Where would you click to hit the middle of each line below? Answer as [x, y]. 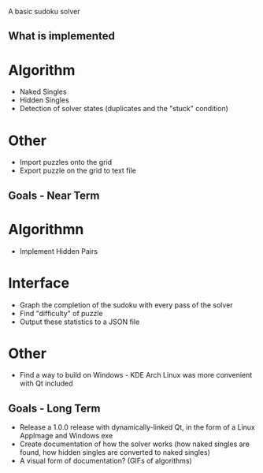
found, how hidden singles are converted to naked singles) [115, 453]
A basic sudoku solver [44, 11]
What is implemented [62, 36]
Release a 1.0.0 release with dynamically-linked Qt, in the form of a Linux [137, 427]
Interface [39, 283]
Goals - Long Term [54, 408]
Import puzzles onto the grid [66, 162]
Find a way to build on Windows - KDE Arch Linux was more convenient [136, 375]
